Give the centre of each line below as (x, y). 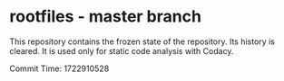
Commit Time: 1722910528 (59, 68)
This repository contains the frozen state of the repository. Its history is (142, 41)
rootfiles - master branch (106, 17)
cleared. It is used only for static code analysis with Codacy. (122, 50)
